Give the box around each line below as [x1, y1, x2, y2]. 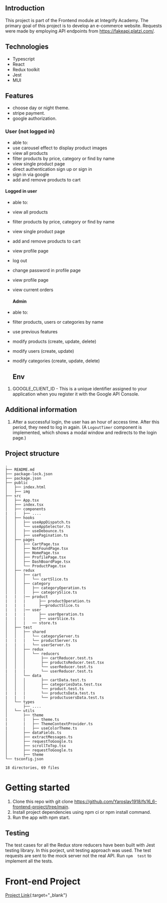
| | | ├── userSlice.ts [5, 616, 75, 621]
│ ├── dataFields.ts [5, 730, 62, 735]
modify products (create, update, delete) [12, 338, 97, 345]
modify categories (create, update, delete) [12, 358, 100, 364]
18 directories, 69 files [5, 765, 59, 770]
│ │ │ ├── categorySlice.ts [5, 590, 78, 595]
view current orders [12, 287, 54, 293]
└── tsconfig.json [5, 756, 44, 761]
